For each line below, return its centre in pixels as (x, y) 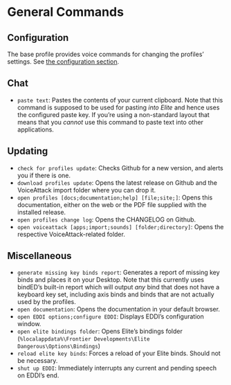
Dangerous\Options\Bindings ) (59, 346)
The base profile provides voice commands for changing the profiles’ (105, 54)
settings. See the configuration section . (63, 62)
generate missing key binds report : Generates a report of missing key (118, 272)
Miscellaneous (39, 256)
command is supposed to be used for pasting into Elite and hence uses (118, 107)
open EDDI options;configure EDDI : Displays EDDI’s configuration (110, 316)
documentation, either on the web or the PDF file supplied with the (112, 204)
